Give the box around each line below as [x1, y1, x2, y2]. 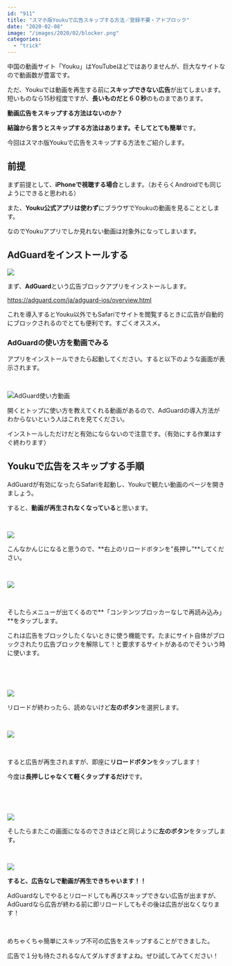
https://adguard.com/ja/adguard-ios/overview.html [7, 296, 152, 304]
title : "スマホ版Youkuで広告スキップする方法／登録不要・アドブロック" [7, 17, 190, 24]
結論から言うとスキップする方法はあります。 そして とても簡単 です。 [7, 124, 199, 132]
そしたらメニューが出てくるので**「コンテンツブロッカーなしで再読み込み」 [7, 607, 225, 616]
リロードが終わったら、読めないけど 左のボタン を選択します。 [7, 703, 183, 711]
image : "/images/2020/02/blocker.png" [7, 29, 119, 37]
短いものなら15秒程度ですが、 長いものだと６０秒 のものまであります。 [7, 94, 207, 102]
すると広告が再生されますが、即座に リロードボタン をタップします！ [7, 758, 202, 766]
